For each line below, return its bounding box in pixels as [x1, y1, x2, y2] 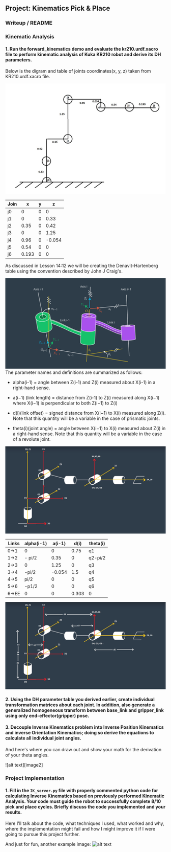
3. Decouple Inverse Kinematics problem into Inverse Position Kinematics [5, 724, 164, 730]
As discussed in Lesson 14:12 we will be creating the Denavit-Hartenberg [5, 262, 158, 268]
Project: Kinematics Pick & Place [5, 4, 110, 13]
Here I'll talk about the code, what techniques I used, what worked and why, [5, 820, 164, 826]
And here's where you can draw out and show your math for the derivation [5, 747, 162, 753]
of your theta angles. [5, 752, 49, 758]
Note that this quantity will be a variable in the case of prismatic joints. [12, 415, 160, 421]
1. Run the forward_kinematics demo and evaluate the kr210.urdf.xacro [5, 46, 158, 52]
